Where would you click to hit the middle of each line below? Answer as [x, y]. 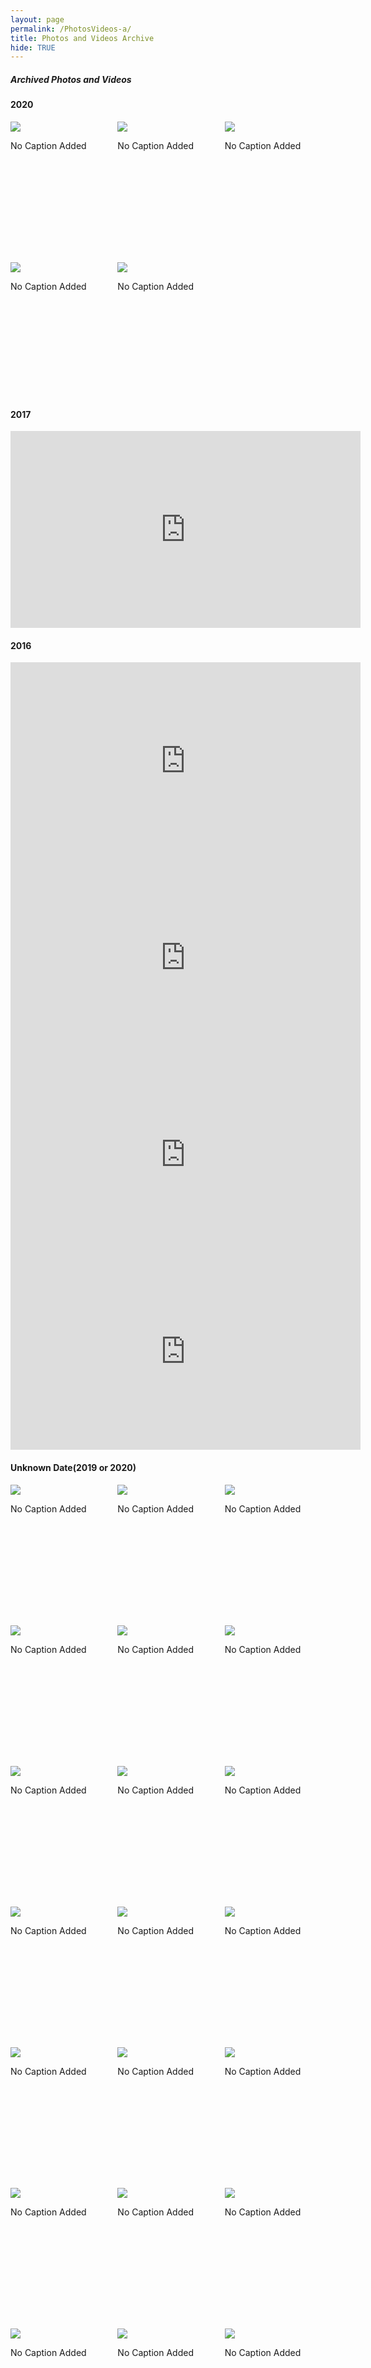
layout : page [37, 19]
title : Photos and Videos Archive [82, 38]
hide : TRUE [33, 47]
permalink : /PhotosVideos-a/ [71, 29]
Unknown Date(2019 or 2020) [73, 1468]
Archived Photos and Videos [71, 79]
